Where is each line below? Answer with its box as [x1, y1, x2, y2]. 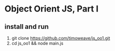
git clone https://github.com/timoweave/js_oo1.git [11, 35, 110, 41]
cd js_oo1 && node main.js [11, 40, 64, 46]
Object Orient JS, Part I [4, 3, 99, 14]
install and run [4, 23, 49, 31]
